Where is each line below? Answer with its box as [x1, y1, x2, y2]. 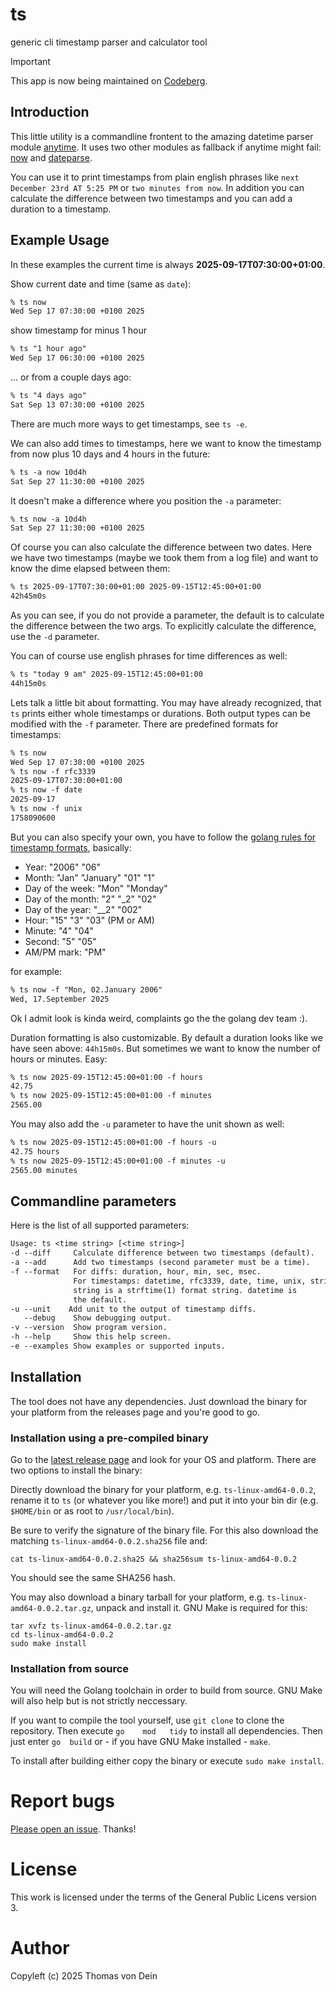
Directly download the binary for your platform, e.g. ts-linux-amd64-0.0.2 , [10, 1483, 317, 1495]
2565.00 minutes [10, 1165, 78, 1175]
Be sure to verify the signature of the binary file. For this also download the [10, 1524, 319, 1536]
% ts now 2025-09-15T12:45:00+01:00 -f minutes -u [10, 1156, 226, 1166]
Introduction [10, 104, 90, 121]
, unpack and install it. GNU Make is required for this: [90, 1601, 308, 1613]
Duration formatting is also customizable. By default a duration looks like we [10, 1031, 323, 1043]
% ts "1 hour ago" [10, 344, 87, 354]
